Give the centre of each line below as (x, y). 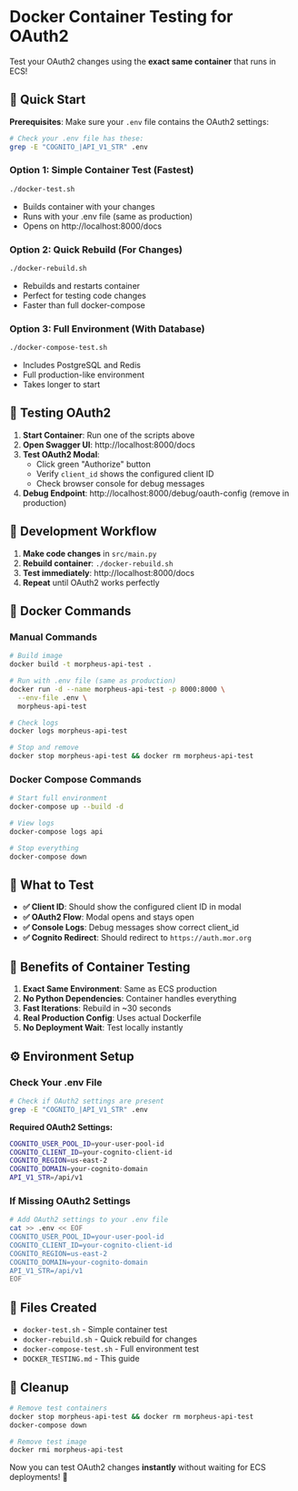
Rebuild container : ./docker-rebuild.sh (98, 563)
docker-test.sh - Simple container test (95, 1330)
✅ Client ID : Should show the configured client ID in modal (132, 907)
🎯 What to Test (52, 885)
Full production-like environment (84, 375)
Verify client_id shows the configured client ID (125, 473)
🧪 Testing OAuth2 (60, 413)
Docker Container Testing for (121, 17)
